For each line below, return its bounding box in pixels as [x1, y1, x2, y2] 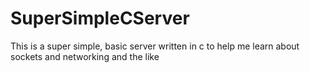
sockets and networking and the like [10, 50, 160, 62]
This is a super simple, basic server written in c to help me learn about [10, 40, 300, 52]
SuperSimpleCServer [10, 7, 190, 30]
